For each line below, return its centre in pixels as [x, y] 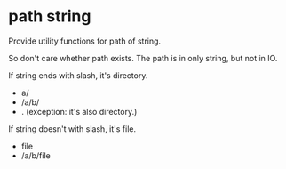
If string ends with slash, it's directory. [78, 75]
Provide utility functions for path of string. [85, 41]
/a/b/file [36, 155]
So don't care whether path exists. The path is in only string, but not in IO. [143, 58]
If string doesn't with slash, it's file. [72, 129]
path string [50, 16]
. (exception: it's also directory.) [79, 111]
